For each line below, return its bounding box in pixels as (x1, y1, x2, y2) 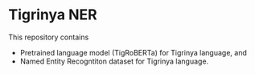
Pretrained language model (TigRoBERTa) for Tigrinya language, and (19, 47, 247, 57)
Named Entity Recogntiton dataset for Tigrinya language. (19, 56, 209, 66)
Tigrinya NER (8, 6, 98, 24)
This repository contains (8, 32, 89, 42)
